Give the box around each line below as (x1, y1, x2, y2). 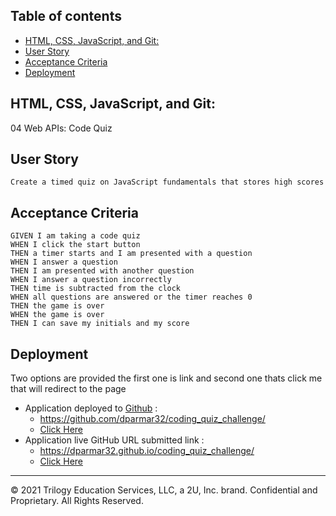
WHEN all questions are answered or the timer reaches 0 (10, 292, 253, 303)
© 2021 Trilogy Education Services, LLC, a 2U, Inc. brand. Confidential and (10, 484, 318, 496)
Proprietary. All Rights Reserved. (10, 495, 144, 507)
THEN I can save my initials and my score (10, 319, 190, 329)
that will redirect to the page (10, 383, 127, 395)
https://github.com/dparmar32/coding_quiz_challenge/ (39, 413, 266, 425)
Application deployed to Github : (24, 402, 158, 414)
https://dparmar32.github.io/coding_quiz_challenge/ (39, 445, 255, 457)
